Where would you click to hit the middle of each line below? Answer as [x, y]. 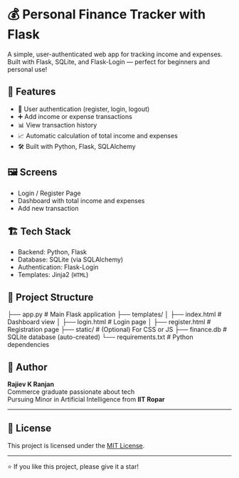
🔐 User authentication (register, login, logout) [84, 109]
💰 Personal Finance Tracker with [107, 15]
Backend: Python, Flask [52, 252]
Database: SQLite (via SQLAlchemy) [70, 260]
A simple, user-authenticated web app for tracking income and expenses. [115, 54]
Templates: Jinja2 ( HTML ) [53, 275]
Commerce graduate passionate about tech [71, 392]
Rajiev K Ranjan [31, 384]
